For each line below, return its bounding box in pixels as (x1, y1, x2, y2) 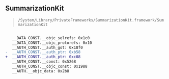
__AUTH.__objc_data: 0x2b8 (12, 68, 70, 73)
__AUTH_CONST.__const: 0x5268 (12, 59, 76, 64)
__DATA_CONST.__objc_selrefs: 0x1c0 (12, 35, 90, 40)
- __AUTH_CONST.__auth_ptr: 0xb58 (5, 49, 81, 55)
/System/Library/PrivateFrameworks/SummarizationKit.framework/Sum (17, 17, 164, 22)
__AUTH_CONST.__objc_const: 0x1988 (12, 64, 88, 69)
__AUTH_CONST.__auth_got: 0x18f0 (12, 45, 83, 50)
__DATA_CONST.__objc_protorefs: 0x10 (12, 40, 93, 45)
